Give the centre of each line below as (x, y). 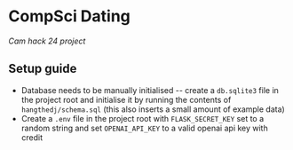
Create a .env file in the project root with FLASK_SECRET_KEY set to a (143, 118)
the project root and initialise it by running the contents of (126, 99)
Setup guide (43, 69)
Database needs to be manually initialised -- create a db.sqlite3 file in (150, 90)
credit (32, 137)
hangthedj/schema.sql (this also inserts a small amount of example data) (153, 109)
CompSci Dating (69, 16)
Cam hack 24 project (47, 41)
